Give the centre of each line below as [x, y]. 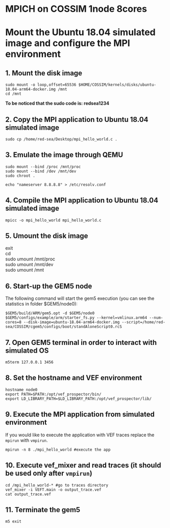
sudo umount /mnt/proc [30, 259]
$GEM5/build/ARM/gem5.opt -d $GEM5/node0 [50, 313]
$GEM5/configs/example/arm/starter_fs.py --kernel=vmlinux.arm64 [76, 318]
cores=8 [14, 322]
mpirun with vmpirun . [27, 440]
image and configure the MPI [68, 43]
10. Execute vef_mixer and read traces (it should [83, 465]
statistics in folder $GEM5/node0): [41, 304]
